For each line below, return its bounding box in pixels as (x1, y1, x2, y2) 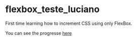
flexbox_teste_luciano (5, 4, 100, 15)
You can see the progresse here (5, 30, 72, 36)
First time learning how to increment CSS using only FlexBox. (5, 20, 132, 26)
